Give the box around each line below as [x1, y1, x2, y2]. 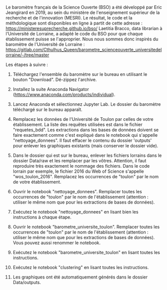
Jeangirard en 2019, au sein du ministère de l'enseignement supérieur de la [5, 9, 160, 15]
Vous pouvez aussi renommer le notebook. [12, 240, 101, 246]
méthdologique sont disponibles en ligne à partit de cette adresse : [5, 20, 143, 26]
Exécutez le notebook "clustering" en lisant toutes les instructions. [12, 265, 149, 270]
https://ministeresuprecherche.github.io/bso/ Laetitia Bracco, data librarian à [5, 25, 163, 31]
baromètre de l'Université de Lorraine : [5, 41, 85, 47]
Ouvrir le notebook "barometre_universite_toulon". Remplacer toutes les [12, 224, 160, 230]
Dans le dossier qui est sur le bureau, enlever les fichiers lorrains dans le [12, 152, 162, 158]
